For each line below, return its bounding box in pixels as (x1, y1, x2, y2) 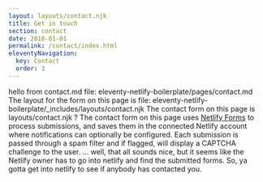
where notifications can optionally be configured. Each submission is (8, 129, 239, 139)
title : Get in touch (8, 19, 79, 28)
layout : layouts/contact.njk (8, 11, 107, 20)
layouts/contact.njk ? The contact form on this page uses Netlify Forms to (8, 112, 255, 122)
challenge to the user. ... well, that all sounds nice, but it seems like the (8, 146, 244, 156)
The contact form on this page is (145, 104, 256, 113)
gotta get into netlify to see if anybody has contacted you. (8, 163, 202, 174)
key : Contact (15, 57, 60, 66)
